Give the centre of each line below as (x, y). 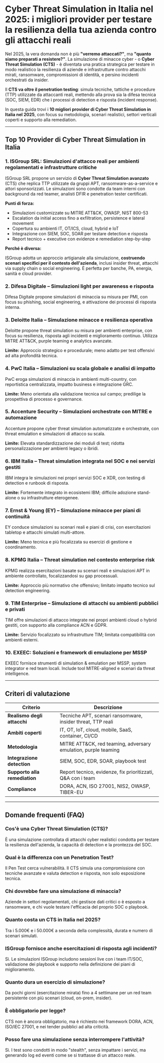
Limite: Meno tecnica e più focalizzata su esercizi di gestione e (69, 542)
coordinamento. (21, 547)
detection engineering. (28, 590)
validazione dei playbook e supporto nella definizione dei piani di (70, 964)
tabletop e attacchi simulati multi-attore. (45, 532)
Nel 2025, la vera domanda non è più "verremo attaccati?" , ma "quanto (78, 54)
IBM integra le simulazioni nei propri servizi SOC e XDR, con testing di (75, 478)
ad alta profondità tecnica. (31, 356)
